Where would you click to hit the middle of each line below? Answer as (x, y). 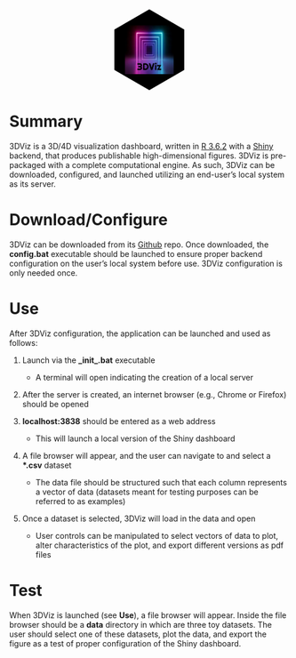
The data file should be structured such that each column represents (161, 482)
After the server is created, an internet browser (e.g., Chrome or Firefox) (154, 394)
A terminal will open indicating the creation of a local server (144, 377)
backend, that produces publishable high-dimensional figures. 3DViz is (139, 156)
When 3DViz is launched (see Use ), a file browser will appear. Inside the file (148, 615)
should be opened (55, 404)
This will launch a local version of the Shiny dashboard (135, 438)
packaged (28, 164)
